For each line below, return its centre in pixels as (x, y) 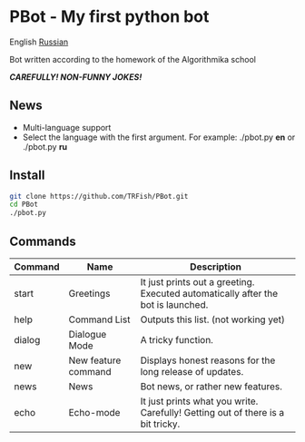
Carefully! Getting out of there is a (212, 413)
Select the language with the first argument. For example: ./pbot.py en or (159, 137)
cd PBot (24, 205)
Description (216, 267)
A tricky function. (177, 340)
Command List (99, 319)
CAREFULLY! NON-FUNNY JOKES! (76, 77)
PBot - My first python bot (109, 17)
